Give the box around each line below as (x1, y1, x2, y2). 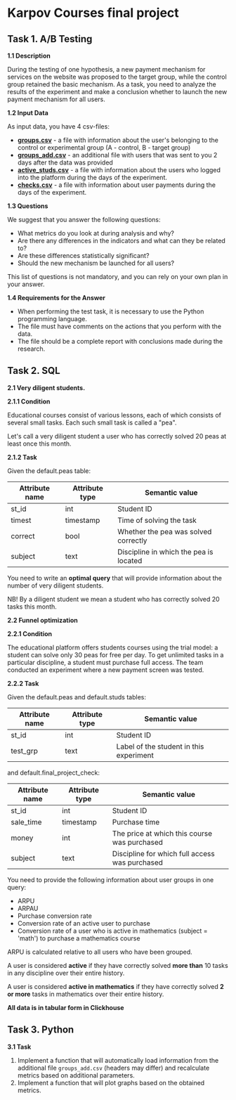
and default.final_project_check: (7, 768, 100, 777)
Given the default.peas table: (7, 466, 91, 475)
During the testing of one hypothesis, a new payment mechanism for (7, 65, 206, 73)
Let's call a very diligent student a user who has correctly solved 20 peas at (7, 432, 227, 440)
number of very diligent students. (7, 581, 104, 590)
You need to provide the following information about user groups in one (7, 875, 214, 884)
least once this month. (7, 439, 72, 448)
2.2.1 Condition (7, 629, 53, 638)
